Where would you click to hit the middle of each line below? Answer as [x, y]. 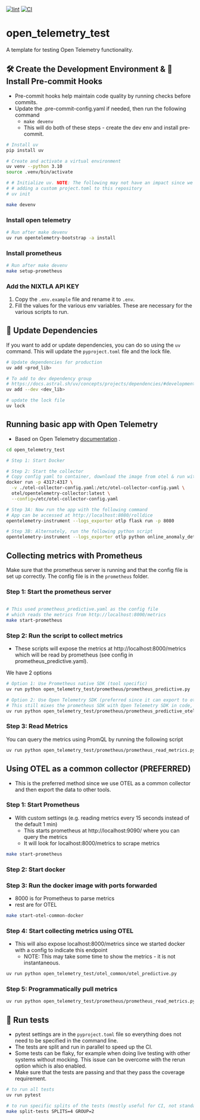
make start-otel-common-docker [45, 915]
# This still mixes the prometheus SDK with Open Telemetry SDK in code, [100, 705]
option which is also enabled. [51, 1066]
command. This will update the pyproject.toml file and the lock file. [89, 351]
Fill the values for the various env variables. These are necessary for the [103, 306]
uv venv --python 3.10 [34, 167]
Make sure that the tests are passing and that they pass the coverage [100, 1072]
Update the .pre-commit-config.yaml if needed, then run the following [100, 108]
